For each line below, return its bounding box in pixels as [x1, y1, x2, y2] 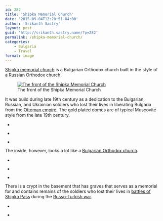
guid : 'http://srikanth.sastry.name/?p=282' [5, 30, 98, 35]
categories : [5, 40, 30, 44]
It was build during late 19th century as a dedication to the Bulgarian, [5, 96, 145, 102]
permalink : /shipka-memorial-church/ [5, 35, 83, 40]
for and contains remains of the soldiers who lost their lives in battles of [5, 188, 151, 194]
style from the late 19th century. [5, 112, 70, 118]
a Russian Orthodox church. [5, 72, 62, 78]
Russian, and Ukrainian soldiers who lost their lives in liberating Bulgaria [5, 102, 152, 108]
